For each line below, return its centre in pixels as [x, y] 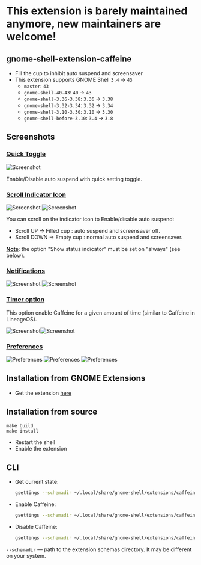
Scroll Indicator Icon [36, 194]
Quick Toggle [26, 154]
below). [16, 255]
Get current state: [37, 482]
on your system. [26, 555]
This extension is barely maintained [97, 11]
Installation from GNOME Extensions [76, 378]
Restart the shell [35, 442]
